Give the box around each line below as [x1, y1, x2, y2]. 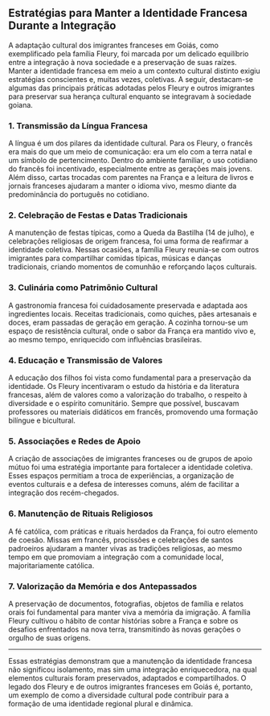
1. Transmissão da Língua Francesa [8, 120, 149, 131]
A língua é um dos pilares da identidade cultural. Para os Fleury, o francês [8, 138, 253, 148]
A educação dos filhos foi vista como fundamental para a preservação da [8, 373, 252, 383]
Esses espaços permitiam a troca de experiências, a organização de [8, 471, 235, 481]
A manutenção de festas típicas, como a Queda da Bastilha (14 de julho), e [8, 228, 255, 238]
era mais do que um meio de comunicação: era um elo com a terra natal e [8, 147, 253, 157]
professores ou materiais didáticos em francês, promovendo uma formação [8, 407, 259, 416]
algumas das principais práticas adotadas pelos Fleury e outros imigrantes [8, 83, 256, 92]
